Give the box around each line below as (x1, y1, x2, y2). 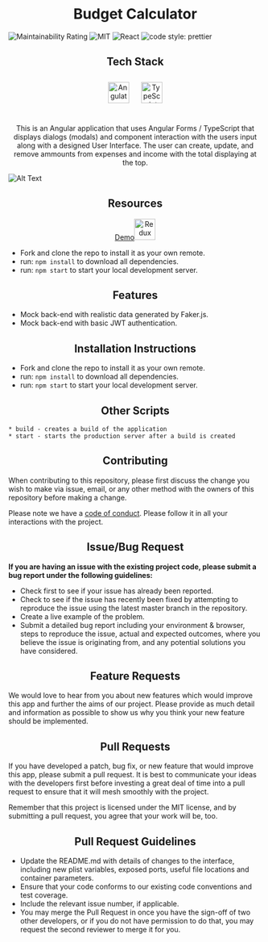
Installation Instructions (73, 341, 197, 355)
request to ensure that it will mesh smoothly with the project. (8, 787, 209, 797)
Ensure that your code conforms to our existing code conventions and (19, 881, 252, 892)
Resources (107, 197, 163, 211)
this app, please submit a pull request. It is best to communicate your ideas (8, 770, 258, 780)
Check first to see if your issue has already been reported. (19, 586, 214, 596)
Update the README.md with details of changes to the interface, (19, 856, 235, 866)
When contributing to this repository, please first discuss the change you (8, 475, 249, 485)
